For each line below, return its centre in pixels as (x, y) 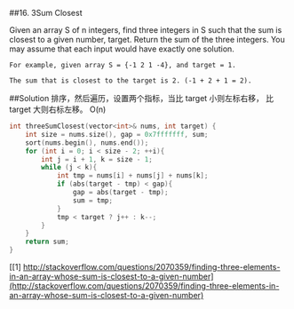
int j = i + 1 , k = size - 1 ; (97, 159)
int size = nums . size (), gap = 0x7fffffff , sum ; (117, 134)
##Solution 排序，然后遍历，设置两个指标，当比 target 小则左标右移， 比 (142, 98)
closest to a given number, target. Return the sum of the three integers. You (147, 40)
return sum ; (47, 242)
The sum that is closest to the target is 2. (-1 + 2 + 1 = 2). (131, 81)
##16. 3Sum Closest (46, 13)
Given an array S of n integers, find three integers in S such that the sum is (146, 30)
